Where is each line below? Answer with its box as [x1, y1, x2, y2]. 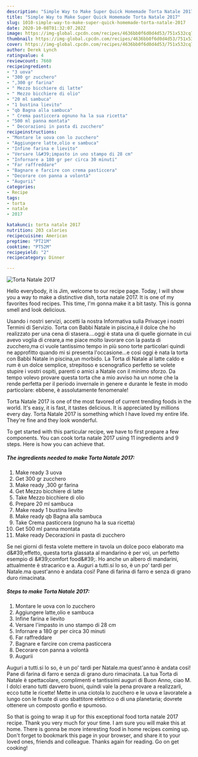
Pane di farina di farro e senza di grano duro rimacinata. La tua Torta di [6, 670, 178, 677]
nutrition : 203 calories [6, 227, 68, 233]
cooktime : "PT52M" [6, 244, 52, 250]
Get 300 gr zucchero [15, 475, 66, 482]
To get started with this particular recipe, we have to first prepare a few [6, 428, 179, 435]
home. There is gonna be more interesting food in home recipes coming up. [6, 726, 190, 733]
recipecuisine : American [6, 233, 68, 239]
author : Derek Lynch [6, 47, 58, 53]
